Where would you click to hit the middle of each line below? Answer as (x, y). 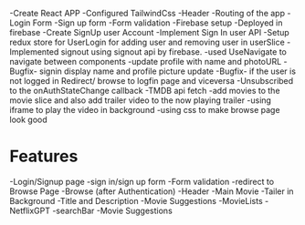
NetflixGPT (30, 210)
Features (44, 156)
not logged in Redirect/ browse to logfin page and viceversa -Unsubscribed (152, 81)
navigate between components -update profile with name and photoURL (146, 61)
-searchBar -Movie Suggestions (112, 210)
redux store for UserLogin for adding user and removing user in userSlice (147, 42)
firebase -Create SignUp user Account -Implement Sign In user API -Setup (149, 32)
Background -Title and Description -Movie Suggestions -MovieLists (136, 200)
